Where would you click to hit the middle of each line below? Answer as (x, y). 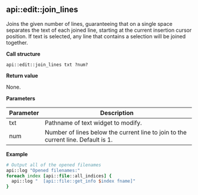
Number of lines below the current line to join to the (115, 132)
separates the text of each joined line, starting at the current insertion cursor (99, 30)
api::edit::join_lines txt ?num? (47, 65)
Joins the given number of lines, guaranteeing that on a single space (89, 23)
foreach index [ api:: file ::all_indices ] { (59, 176)
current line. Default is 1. (79, 139)
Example (17, 154)
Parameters (21, 98)
